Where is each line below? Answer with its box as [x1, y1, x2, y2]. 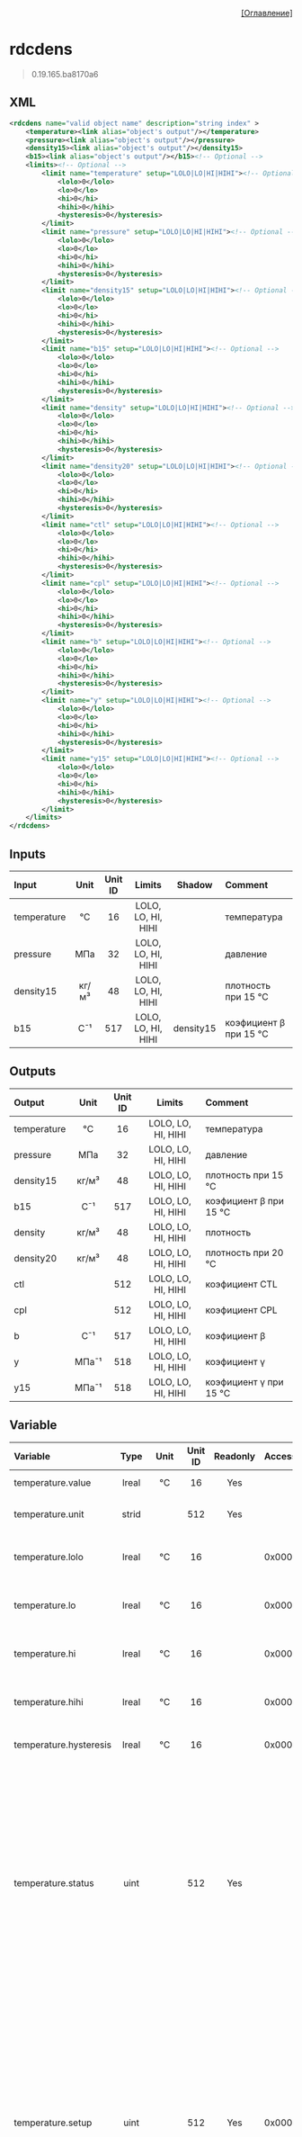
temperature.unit [13, 1507, 84, 1520]
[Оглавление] [241, 8, 293, 18]
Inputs [9, 846, 47, 862]
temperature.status [13, 1876, 94, 1889]
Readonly [214, 1450, 256, 1462]
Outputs [9, 1064, 57, 1079]
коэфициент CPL [205, 1304, 278, 1316]
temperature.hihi [13, 1695, 84, 1708]
